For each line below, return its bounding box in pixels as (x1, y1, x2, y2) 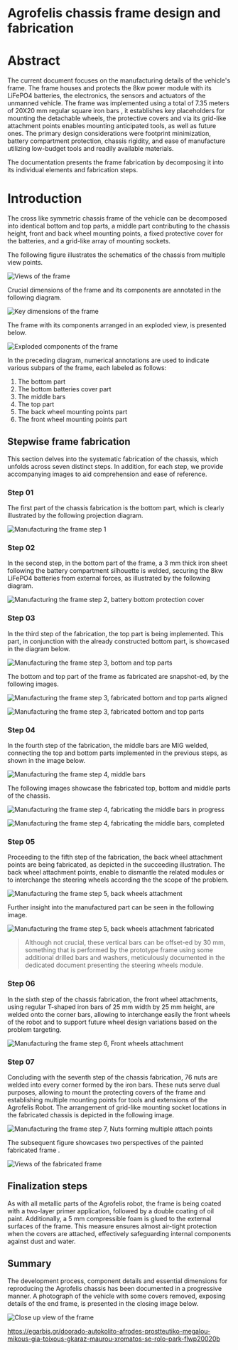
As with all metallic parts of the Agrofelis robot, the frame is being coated (7, 1199, 222, 1208)
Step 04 (7, 724, 36, 734)
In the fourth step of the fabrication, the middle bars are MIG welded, (7, 742, 209, 750)
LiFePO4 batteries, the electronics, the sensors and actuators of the (7, 91, 206, 100)
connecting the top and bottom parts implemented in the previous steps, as (7, 749, 228, 757)
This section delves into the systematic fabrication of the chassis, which (7, 454, 219, 463)
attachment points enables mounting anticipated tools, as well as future (7, 122, 217, 130)
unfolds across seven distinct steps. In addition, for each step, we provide (7, 462, 224, 470)
